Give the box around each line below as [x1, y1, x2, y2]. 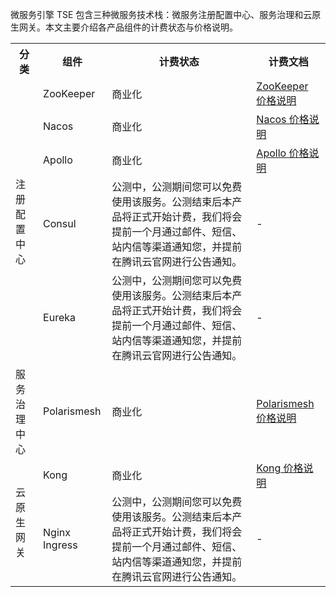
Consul [43, 217, 77, 230]
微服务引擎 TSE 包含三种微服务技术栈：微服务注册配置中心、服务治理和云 [10, 9, 313, 20]
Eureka [43, 311, 76, 324]
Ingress [43, 538, 78, 552]
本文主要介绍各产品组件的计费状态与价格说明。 [44, 21, 238, 33]
